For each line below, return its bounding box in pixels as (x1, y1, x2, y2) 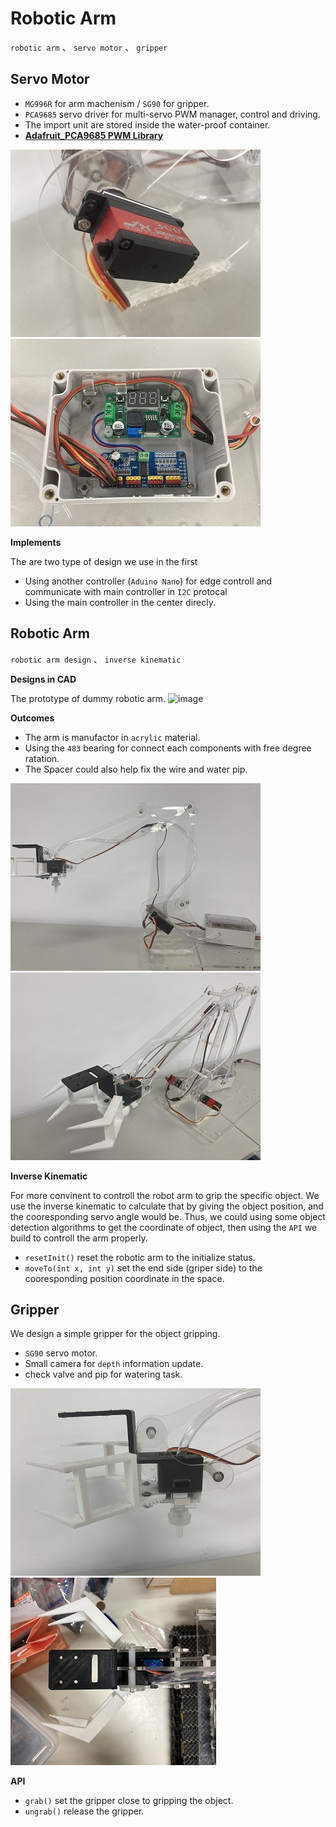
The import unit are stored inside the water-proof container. (24, 118, 271, 131)
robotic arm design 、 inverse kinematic (10, 653, 182, 665)
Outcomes (10, 712, 55, 724)
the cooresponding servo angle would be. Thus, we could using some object (10, 1210, 326, 1222)
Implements (10, 536, 62, 548)
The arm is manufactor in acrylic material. (24, 731, 201, 743)
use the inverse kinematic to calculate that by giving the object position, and (10, 1200, 324, 1212)
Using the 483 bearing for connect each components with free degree (24, 742, 312, 754)
